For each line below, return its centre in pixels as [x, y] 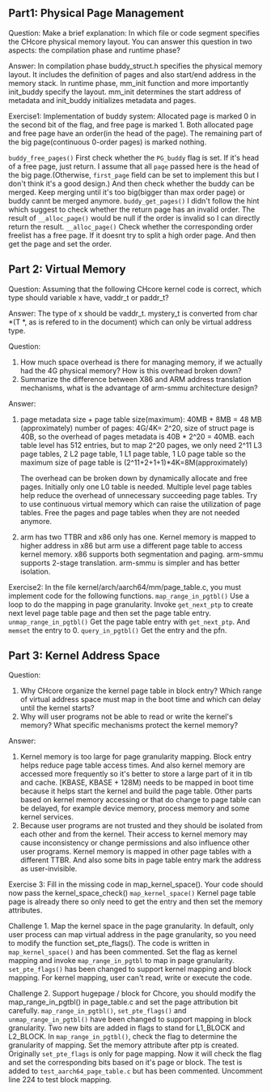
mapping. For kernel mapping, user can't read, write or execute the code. [130, 978]
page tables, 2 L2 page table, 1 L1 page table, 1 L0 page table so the [133, 454]
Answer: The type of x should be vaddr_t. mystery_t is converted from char [133, 313]
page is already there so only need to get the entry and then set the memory [135, 902]
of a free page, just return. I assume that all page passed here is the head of [134, 166]
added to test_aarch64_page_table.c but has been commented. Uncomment [135, 1071]
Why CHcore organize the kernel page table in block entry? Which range [141, 691]
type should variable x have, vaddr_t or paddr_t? [89, 297]
